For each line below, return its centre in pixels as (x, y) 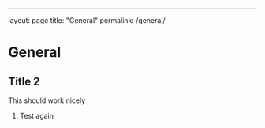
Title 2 (24, 81)
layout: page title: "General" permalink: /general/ (87, 20)
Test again (36, 116)
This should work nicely (47, 100)
